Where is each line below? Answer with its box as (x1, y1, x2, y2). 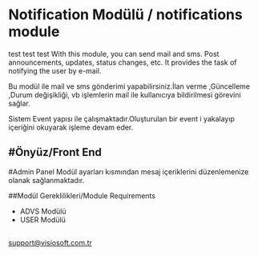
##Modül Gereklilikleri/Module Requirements (8, 190, 156, 201)
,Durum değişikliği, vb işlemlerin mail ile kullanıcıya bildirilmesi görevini (8, 90, 242, 99)
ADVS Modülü (19, 206, 67, 216)
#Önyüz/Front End (8, 145, 103, 159)
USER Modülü (19, 214, 67, 225)
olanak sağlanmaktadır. (8, 175, 85, 185)
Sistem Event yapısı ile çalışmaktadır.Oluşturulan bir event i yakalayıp (8, 114, 235, 123)
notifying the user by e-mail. (8, 66, 102, 75)
